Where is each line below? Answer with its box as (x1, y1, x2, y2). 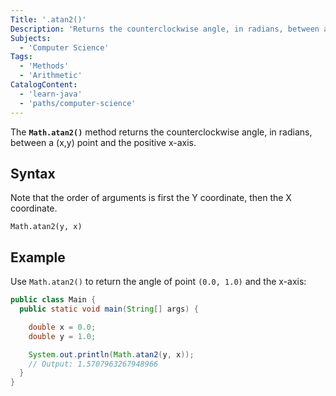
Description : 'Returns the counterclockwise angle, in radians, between (10, 24, 320, 34)
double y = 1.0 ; (28, 331, 97, 341)
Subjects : (10, 33, 52, 43)
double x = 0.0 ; (28, 322, 97, 332)
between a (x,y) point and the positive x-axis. (10, 136, 197, 148)
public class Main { (10, 295, 97, 305)
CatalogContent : (10, 80, 78, 90)
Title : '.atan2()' (10, 14, 87, 25)
